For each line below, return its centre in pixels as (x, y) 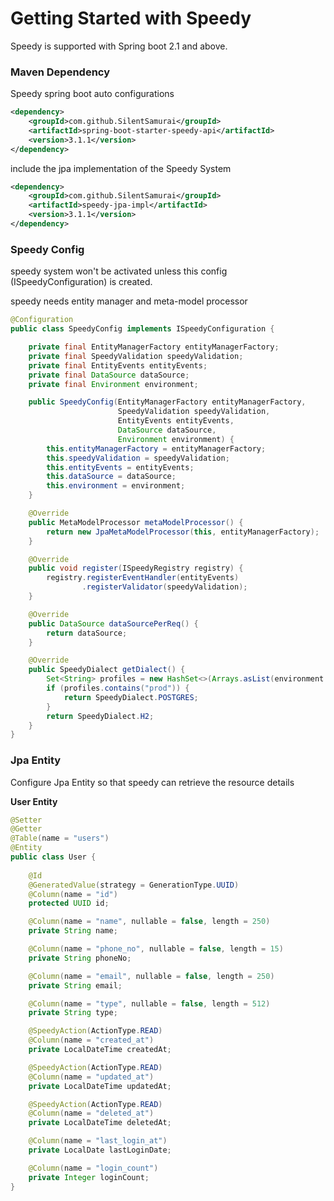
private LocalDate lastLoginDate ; (100, 1150)
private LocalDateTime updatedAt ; (100, 1086)
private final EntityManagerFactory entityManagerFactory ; (154, 347)
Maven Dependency (60, 72)
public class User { (53, 857)
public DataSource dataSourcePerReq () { (113, 623)
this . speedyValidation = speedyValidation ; (138, 458)
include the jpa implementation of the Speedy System (121, 168)
